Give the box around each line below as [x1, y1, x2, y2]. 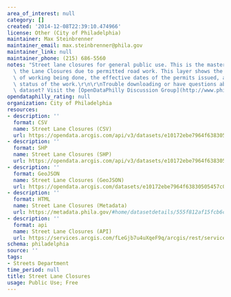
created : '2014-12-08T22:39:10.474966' [7, 23, 122, 30]
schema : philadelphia [7, 240, 69, 248]
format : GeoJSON [13, 170, 60, 177]
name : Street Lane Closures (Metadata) [13, 203, 128, 209]
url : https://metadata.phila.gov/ [13, 209, 112, 216]
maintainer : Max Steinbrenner [7, 36, 94, 43]
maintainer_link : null [7, 49, 72, 56]
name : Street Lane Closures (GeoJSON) [13, 176, 125, 183]
